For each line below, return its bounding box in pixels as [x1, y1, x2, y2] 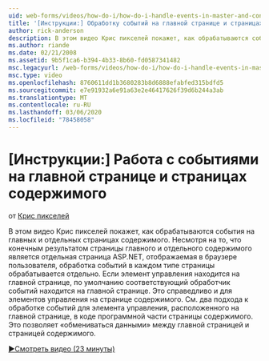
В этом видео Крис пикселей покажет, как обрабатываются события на [8, 226, 255, 236]
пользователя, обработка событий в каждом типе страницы [8, 260, 215, 270]
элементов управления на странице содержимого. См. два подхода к [8, 294, 249, 304]
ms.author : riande [8, 42, 70, 50]
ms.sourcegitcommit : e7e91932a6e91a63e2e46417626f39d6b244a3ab [8, 86, 224, 94]
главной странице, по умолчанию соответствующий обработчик [8, 277, 231, 287]
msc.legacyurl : [8, 64, 59, 72]
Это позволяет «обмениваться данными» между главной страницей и [8, 319, 250, 329]
